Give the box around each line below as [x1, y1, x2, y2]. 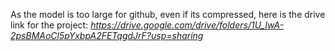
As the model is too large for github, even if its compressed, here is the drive [10, 9, 326, 20]
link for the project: [10, 19, 89, 31]
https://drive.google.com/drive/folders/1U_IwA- [90, 19, 285, 31]
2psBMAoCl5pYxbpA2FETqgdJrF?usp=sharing [10, 30, 204, 41]
